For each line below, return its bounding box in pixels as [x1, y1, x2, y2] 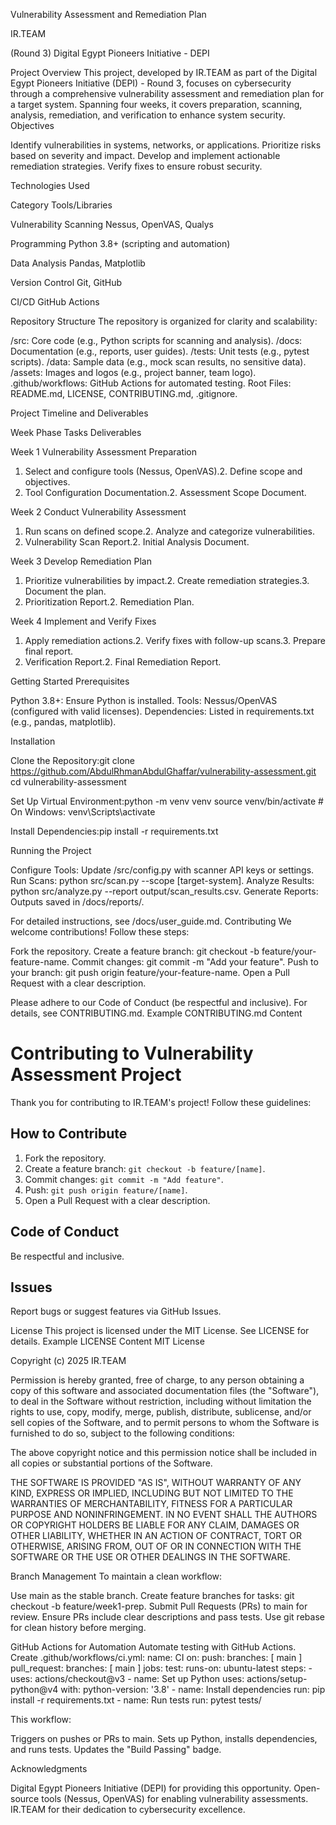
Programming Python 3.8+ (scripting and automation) [10, 238, 231, 249]
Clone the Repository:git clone [10, 755, 135, 766]
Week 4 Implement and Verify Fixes [10, 615, 157, 627]
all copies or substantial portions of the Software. [10, 1457, 213, 1469]
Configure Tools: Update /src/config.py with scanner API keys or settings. [10, 864, 315, 876]
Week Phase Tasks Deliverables [10, 427, 142, 438]
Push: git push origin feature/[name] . [24, 1184, 188, 1196]
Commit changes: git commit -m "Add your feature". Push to [71, 956, 319, 968]
